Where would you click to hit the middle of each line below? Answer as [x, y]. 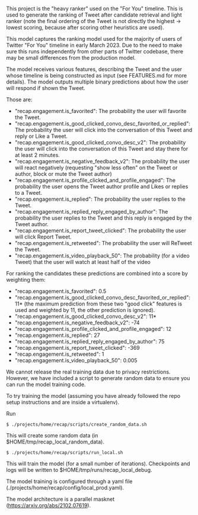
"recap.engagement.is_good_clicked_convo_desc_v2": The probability [100, 142]
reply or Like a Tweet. [41, 136]
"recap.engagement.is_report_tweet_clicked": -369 [77, 348]
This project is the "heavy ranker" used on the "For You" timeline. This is [95, 9]
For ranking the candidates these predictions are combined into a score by [97, 273]
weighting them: [26, 280]
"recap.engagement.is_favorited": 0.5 [60, 291]
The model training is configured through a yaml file [69, 481]
